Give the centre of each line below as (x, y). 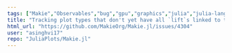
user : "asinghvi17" (35, 33)
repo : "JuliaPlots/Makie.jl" (49, 39)
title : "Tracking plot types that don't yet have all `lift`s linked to (114, 20)
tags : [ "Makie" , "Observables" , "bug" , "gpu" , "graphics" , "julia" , (100, 13)
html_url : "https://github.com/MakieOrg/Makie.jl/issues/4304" (100, 26)
